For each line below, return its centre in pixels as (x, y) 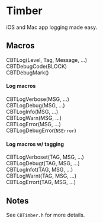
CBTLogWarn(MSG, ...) (34, 118)
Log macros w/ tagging (35, 144)
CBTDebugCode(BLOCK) (36, 66)
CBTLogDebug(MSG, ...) (36, 105)
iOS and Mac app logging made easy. (52, 27)
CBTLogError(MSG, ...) (33, 124)
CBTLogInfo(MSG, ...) (32, 112)
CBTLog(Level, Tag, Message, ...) (47, 60)
